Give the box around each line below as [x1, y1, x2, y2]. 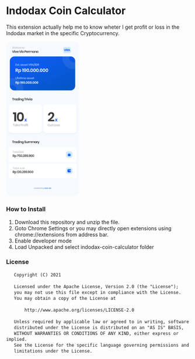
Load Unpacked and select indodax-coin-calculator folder [14, 243, 155, 250]
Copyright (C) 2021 [13, 272, 61, 278]
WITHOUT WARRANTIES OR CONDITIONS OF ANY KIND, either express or [13, 330, 179, 336]
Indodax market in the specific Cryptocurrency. [6, 29, 120, 36]
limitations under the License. [13, 348, 93, 354]
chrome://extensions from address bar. [14, 231, 109, 238]
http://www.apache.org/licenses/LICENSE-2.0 [24, 307, 134, 313]
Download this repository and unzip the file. [14, 218, 120, 225]
